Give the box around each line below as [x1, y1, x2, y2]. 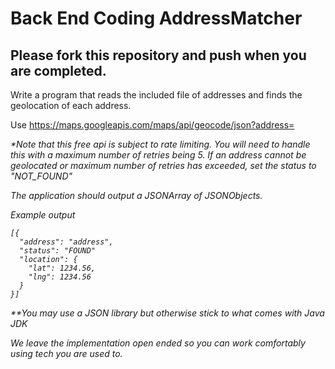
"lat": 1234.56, [28, 263, 97, 273]
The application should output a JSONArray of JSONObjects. [10, 190, 263, 201]
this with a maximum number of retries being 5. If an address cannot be [10, 149, 307, 161]
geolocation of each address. [10, 100, 132, 111]
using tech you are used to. [10, 348, 123, 359]
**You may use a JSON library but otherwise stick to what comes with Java [10, 307, 325, 319]
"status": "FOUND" [19, 246, 97, 256]
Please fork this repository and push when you [10, 47, 307, 64]
